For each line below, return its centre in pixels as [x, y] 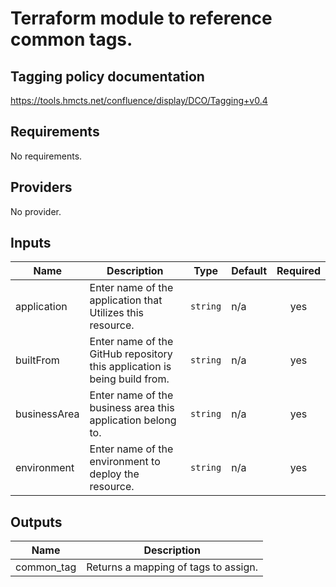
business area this [132, 408]
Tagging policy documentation [107, 76]
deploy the [114, 474]
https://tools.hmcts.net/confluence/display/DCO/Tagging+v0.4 [139, 100]
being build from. [129, 379]
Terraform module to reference [141, 18]
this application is [130, 367]
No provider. [36, 211]
